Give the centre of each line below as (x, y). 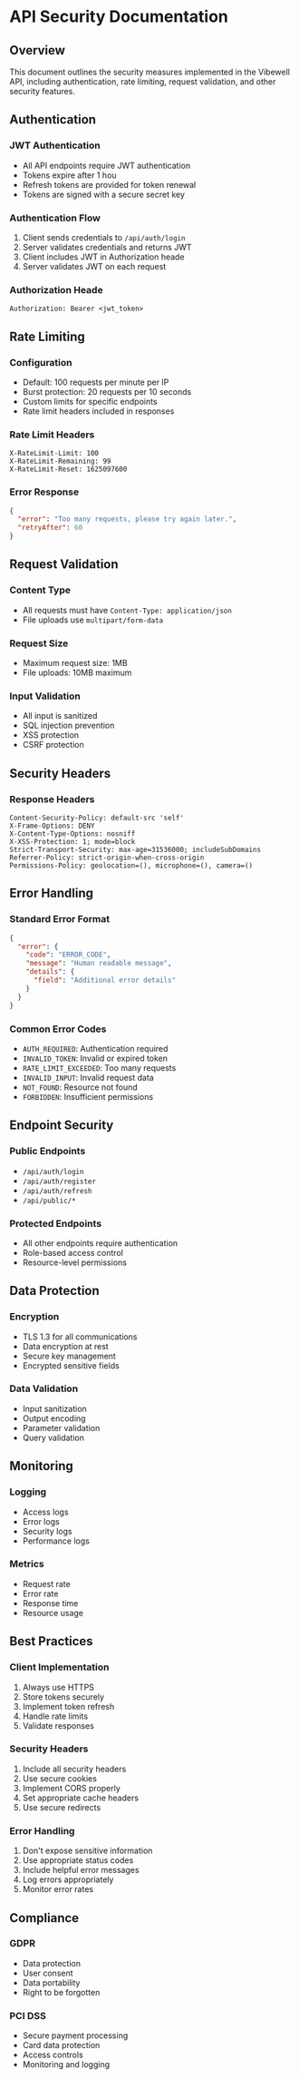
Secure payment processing (75, 2035)
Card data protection (61, 2045)
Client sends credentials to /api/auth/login (104, 237)
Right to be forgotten (61, 1992)
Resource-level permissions (74, 1262)
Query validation (53, 1437)
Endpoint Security (62, 1126)
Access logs (46, 1512)
